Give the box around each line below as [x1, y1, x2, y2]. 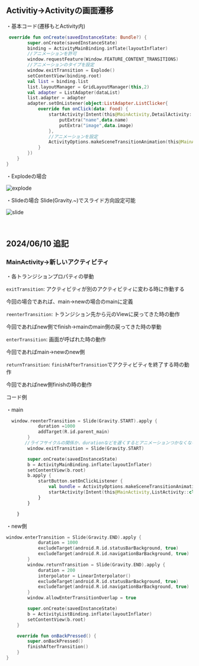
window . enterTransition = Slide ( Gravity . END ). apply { [6, 534, 142, 540]
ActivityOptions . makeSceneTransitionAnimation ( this [48, 139, 179, 145]
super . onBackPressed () [27, 638, 84, 645]
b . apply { [27, 473, 52, 479]
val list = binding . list [27, 78, 89, 84]
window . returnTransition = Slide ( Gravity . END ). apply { [27, 562, 166, 568]
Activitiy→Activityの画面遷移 [6, 5, 114, 16]
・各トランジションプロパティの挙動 [6, 272, 94, 280]
